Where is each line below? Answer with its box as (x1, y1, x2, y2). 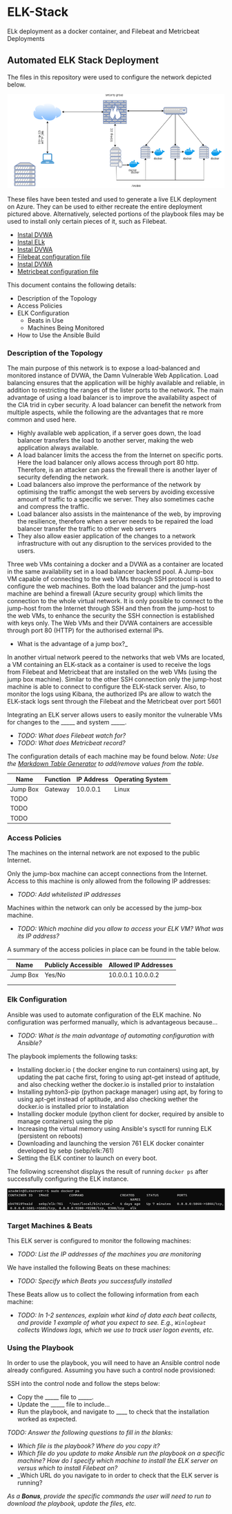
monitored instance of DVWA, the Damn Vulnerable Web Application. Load (7, 371, 219, 380)
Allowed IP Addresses (108, 961, 173, 969)
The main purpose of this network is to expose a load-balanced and (7, 364, 200, 373)
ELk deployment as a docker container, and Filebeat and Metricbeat (7, 27, 200, 35)
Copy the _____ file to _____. (17, 1393, 95, 1401)
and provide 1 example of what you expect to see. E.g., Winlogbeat (17, 1319, 206, 1327)
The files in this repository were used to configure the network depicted (7, 73, 212, 81)
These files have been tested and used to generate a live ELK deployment (7, 195, 217, 203)
